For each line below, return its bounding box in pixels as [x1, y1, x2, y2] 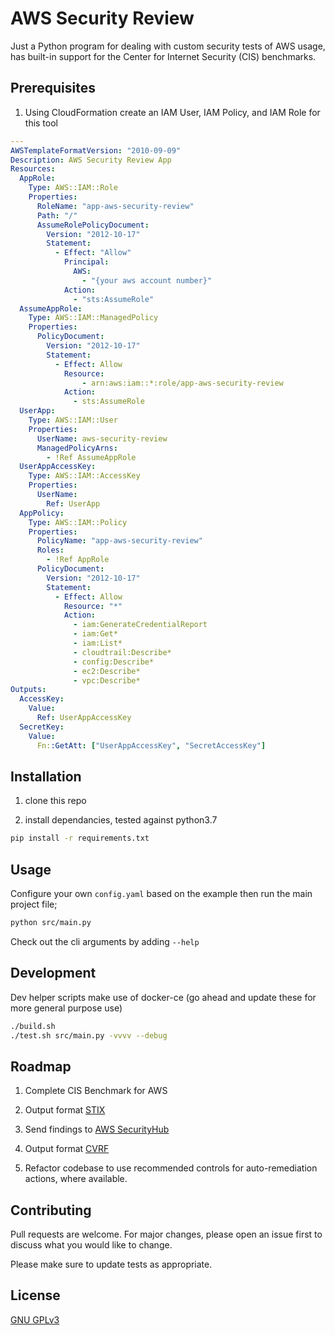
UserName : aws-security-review [36, 433, 168, 444]
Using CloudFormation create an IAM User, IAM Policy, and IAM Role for [24, 106, 321, 118]
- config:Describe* [73, 657, 155, 667]
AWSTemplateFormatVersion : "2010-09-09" [10, 145, 182, 156]
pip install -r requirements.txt [10, 833, 150, 844]
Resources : [10, 164, 56, 174]
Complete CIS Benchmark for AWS [24, 1085, 168, 1097]
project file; [10, 898, 58, 910]
